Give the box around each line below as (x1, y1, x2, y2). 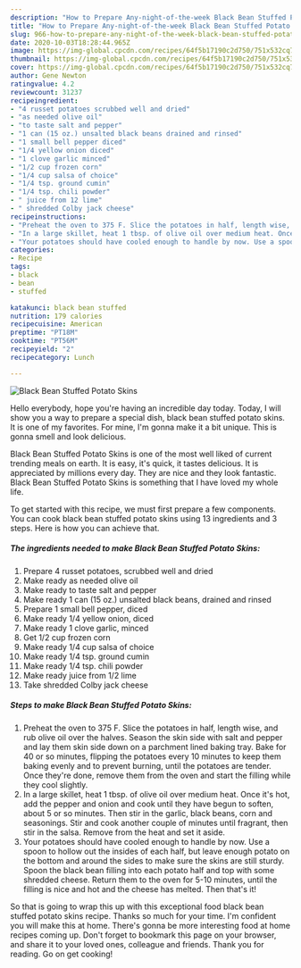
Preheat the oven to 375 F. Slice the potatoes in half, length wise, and (22, 722, 279, 733)
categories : (10, 246, 54, 255)
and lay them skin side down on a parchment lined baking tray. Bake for (22, 741, 287, 752)
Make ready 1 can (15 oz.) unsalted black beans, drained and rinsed (22, 594, 272, 605)
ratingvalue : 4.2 (10, 79, 75, 88)
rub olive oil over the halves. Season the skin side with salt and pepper (22, 731, 283, 742)
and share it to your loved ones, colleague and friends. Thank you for (10, 939, 264, 949)
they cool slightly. (22, 779, 88, 790)
